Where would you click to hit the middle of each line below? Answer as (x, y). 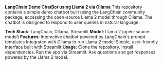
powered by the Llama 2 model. (37, 57)
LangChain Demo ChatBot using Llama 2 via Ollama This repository (73, 7)
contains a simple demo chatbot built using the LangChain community (75, 12)
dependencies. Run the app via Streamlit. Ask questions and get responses (80, 52)
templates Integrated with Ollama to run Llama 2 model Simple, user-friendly (81, 42)
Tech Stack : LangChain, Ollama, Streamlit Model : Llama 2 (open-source (77, 32)
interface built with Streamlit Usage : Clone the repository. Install (69, 47)
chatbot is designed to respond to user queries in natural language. (72, 22)
